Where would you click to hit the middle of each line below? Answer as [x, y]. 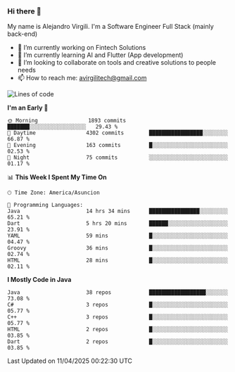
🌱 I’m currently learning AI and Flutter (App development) [100, 55]
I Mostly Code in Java [39, 280]
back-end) [23, 34]
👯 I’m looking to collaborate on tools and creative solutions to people [117, 63]
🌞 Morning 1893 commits [67, 121]
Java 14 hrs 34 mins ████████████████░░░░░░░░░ [118, 211]
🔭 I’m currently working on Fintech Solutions [82, 48]
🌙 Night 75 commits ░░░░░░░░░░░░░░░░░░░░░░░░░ [118, 158]
